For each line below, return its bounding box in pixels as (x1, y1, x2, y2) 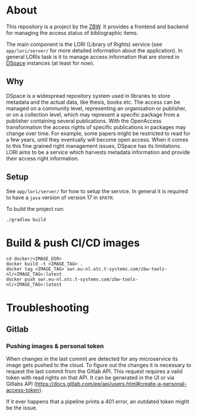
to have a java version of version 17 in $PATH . (6, 194, 114, 201)
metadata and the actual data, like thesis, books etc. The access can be (6, 98, 180, 105)
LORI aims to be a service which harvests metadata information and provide (6, 148, 191, 156)
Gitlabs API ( (6, 381, 37, 388)
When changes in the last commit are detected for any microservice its (6, 355, 178, 362)
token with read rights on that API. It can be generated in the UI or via (6, 374, 175, 381)
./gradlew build (6, 216, 46, 223)
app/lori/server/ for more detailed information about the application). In (6, 47, 183, 54)
